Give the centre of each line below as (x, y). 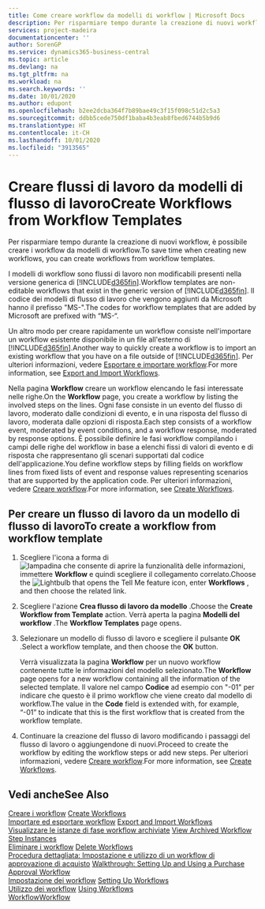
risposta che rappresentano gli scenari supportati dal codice (106, 455)
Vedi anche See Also (58, 794)
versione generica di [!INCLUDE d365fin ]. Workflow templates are (113, 282)
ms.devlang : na (33, 67)
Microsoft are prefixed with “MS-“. (63, 316)
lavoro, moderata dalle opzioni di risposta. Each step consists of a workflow (130, 422)
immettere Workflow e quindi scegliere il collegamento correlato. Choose (138, 574)
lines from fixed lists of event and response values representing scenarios (128, 472)
